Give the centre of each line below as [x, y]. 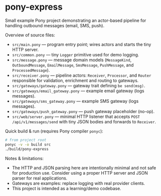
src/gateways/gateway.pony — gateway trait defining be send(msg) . [79, 85]
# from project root [26, 140]
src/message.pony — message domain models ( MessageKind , [72, 60]
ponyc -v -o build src [28, 145]
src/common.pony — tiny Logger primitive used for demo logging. [75, 54]
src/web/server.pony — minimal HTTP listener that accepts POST [76, 116]
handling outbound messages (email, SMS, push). [55, 25]
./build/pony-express [27, 149]
